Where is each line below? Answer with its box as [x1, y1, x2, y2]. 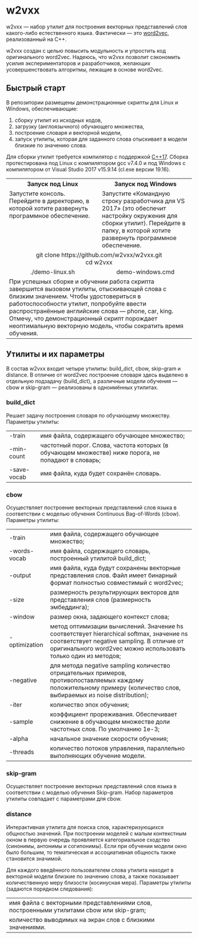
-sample [9, 718, 34, 726]
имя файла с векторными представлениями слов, [9, 898, 152, 906]
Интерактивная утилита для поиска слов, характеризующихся [6, 823, 164, 831]
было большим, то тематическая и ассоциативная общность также [6, 849, 176, 856]
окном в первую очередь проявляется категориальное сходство [6, 836, 170, 843]
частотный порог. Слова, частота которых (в [40, 441, 169, 449]
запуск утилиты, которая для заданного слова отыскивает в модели [14, 135, 187, 143]
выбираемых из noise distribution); [49, 691, 149, 700]
